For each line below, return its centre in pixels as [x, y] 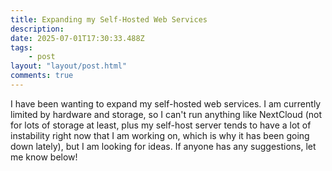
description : [37, 29]
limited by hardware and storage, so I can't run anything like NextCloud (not [166, 114]
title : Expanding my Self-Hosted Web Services [109, 19]
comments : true [42, 76]
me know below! [44, 157]
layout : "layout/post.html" [69, 66]
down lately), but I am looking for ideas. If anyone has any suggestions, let [163, 146]
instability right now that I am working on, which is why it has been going [160, 135]
